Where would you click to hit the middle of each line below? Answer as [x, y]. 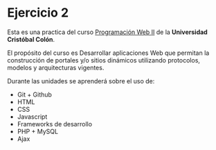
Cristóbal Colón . [31, 39]
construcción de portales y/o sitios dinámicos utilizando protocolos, [104, 60]
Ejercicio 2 [38, 13]
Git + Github [34, 94]
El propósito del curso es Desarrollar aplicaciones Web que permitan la [108, 53]
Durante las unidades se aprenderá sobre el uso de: [81, 81]
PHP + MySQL [38, 131]
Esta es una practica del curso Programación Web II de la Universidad [107, 32]
